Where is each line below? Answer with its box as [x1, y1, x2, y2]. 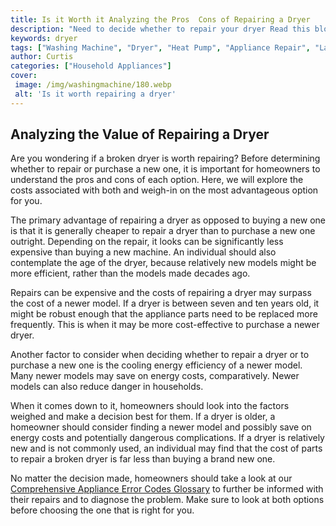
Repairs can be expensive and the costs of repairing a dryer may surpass [10, 287, 312, 299]
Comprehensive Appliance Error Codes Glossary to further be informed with [10, 483, 324, 495]
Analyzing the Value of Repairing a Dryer [10, 126, 270, 143]
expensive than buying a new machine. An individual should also [10, 246, 277, 258]
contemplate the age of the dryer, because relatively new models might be [10, 257, 317, 269]
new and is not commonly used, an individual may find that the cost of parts [10, 442, 323, 455]
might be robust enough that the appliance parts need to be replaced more [10, 308, 318, 320]
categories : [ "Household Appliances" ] [10, 61, 172, 71]
